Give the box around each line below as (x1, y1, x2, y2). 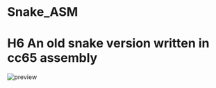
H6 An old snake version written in (7, 36, 210, 52)
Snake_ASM (7, 4, 78, 20)
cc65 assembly (7, 50, 98, 66)
